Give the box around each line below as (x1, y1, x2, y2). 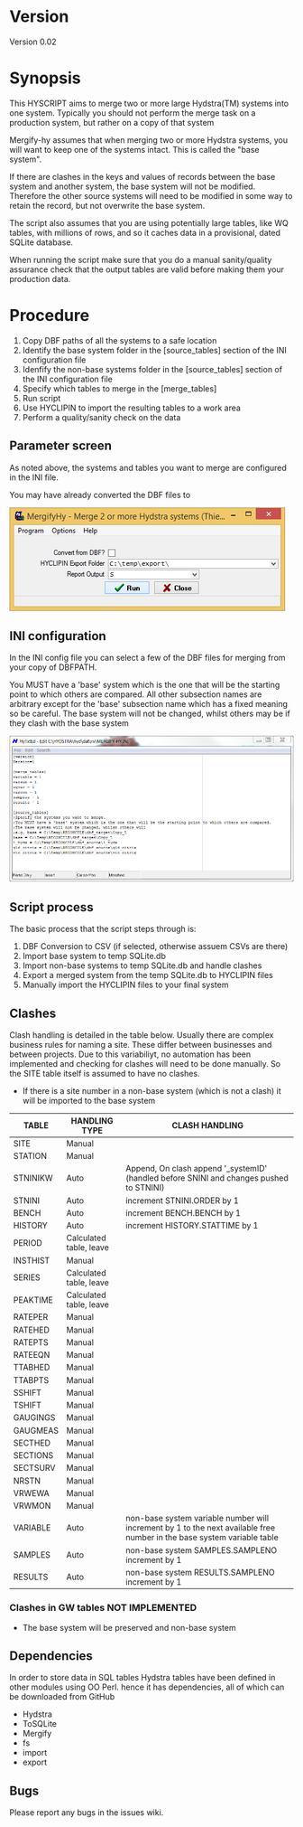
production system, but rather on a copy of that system (9, 117, 215, 127)
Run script (22, 392, 61, 403)
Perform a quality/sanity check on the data (22, 411, 181, 422)
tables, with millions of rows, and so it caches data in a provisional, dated (9, 227, 281, 238)
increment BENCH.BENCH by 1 (125, 1207, 242, 1218)
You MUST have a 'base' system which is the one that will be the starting (9, 680, 280, 691)
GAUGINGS (13, 1412, 56, 1423)
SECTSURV (13, 1463, 56, 1474)
